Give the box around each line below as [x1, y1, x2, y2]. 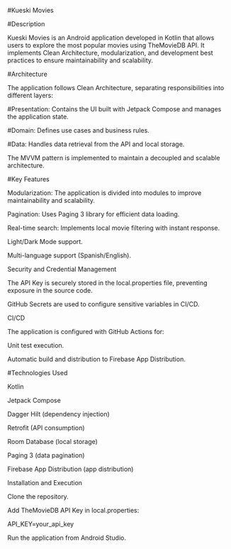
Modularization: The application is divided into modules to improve [7, 189, 202, 197]
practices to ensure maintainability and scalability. [7, 56, 154, 65]
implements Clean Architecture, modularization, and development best [7, 49, 214, 57]
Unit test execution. [7, 341, 64, 350]
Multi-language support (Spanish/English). [7, 251, 131, 260]
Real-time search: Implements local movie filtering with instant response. [7, 223, 220, 232]
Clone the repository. [7, 492, 69, 501]
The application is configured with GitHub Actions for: [7, 328, 164, 335]
